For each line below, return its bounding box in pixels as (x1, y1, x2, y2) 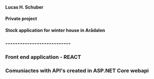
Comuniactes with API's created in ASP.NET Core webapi (5, 67, 149, 74)
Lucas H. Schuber (5, 4, 44, 10)
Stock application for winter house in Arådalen (5, 27, 105, 33)
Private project (5, 16, 37, 22)
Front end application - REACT (5, 53, 82, 60)
